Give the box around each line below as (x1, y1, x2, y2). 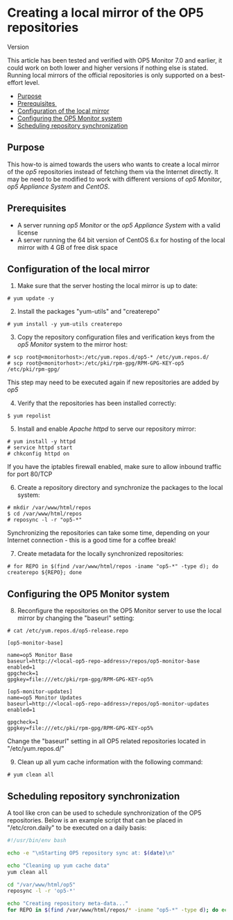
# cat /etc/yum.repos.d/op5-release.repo (7, 628, 129, 635)
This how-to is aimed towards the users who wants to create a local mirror (7, 160, 220, 168)
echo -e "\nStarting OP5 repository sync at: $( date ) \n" (7, 849, 175, 857)
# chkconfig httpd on (7, 450, 70, 457)
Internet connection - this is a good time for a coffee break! (7, 536, 177, 544)
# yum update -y (7, 295, 54, 302)
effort (7, 78, 24, 86)
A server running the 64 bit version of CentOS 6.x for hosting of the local (17, 235, 225, 244)
